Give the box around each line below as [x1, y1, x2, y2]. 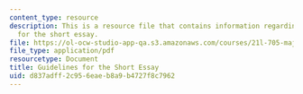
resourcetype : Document [9, 55, 99, 64]
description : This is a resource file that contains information [9, 21, 260, 30]
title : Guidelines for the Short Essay [9, 64, 160, 73]
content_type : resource [9, 13, 99, 22]
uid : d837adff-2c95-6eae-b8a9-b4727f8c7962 [9, 72, 176, 81]
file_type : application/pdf [9, 47, 115, 56]
